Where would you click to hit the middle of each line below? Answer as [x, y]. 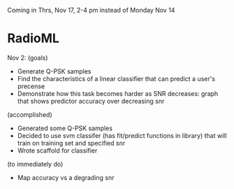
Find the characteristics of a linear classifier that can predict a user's [116, 78]
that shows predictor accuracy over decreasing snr [91, 101]
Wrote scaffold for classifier [57, 150]
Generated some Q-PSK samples [65, 128]
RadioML [33, 38]
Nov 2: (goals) [28, 57]
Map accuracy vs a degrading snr [66, 177]
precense [31, 86]
